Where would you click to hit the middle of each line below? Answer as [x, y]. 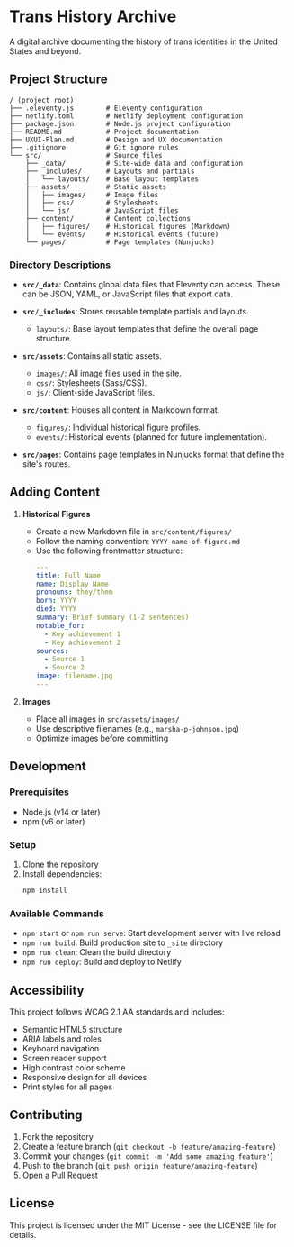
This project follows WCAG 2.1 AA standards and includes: [117, 1012]
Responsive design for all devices [85, 1077]
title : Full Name [68, 575]
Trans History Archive [93, 17]
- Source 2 [64, 668]
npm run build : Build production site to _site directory [123, 942]
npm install [45, 890]
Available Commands [57, 914]
